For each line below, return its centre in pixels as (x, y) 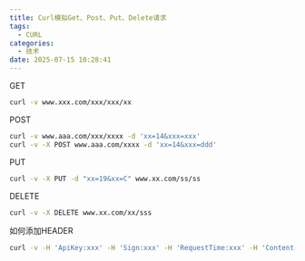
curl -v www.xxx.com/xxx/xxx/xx (70, 102)
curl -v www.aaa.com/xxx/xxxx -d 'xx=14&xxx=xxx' (105, 136)
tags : (20, 26)
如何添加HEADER (42, 231)
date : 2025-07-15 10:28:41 (60, 60)
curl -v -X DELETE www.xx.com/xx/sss (81, 213)
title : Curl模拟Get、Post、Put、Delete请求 (88, 18)
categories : (32, 43)
